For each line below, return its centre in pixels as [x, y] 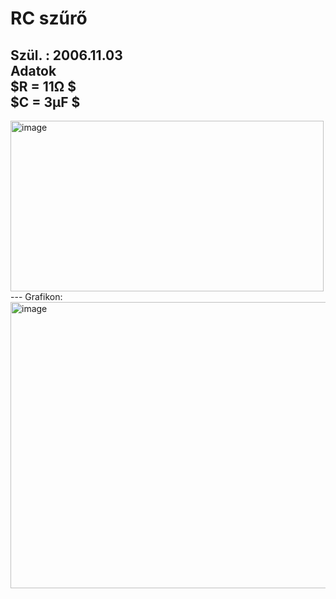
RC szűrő [49, 18]
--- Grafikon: [36, 296]
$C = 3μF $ [45, 102]
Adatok [33, 70]
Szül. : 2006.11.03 [66, 55]
